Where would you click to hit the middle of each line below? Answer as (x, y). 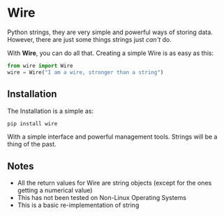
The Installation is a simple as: (51, 111)
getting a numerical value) (55, 190)
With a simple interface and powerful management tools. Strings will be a (112, 137)
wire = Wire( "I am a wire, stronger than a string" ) (85, 72)
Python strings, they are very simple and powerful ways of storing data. (110, 32)
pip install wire (32, 123)
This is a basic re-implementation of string (78, 205)
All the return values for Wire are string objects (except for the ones (114, 183)
